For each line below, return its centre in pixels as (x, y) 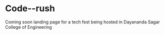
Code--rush (30, 9)
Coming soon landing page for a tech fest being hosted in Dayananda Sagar (82, 22)
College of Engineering (28, 27)
